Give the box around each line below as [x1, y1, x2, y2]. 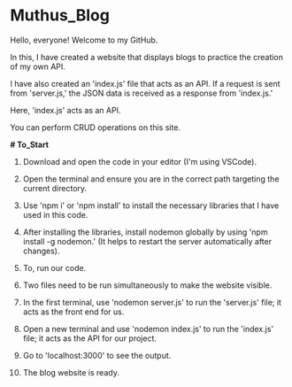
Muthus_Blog [10, 5, 110, 26]
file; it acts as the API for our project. [22, 333, 158, 344]
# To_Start [10, 139, 50, 150]
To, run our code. [22, 262, 87, 273]
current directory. [22, 182, 88, 193]
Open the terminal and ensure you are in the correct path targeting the [22, 174, 280, 184]
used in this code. [22, 209, 88, 220]
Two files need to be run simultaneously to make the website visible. [22, 280, 273, 290]
